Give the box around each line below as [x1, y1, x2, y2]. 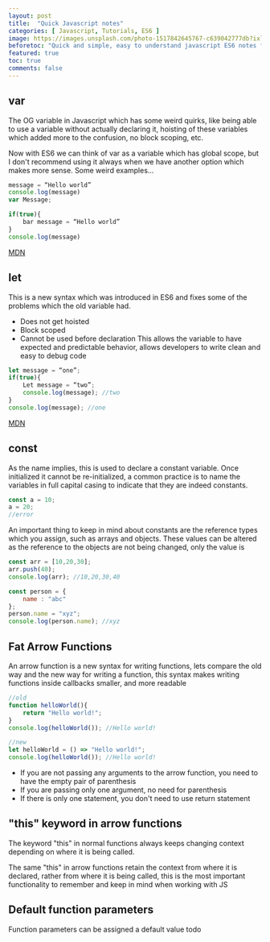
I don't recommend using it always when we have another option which [8, 156, 244, 166]
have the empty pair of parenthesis [19, 777, 137, 786]
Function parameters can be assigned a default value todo [8, 924, 202, 934]
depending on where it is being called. [8, 847, 135, 857]
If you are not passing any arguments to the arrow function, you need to [19, 768, 259, 778]
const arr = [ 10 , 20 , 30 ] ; [8, 558, 92, 566]
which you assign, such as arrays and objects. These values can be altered [8, 533, 257, 544]
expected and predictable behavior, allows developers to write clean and [19, 342, 261, 351]
